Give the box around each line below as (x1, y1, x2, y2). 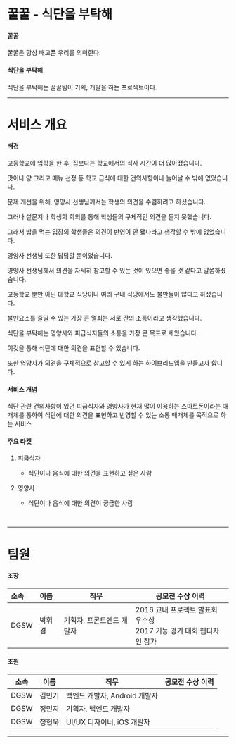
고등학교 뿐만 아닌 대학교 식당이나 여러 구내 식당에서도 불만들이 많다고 (7, 290, 199, 298)
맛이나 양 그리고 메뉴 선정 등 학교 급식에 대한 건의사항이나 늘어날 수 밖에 (7, 173, 204, 182)
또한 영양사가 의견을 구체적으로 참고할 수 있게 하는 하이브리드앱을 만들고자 (7, 359, 210, 367)
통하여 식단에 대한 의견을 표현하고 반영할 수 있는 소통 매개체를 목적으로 (25, 411, 219, 419)
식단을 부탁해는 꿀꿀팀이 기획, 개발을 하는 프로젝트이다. (7, 82, 157, 92)
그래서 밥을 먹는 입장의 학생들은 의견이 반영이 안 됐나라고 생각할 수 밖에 (7, 227, 202, 236)
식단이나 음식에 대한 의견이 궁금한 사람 (27, 499, 133, 507)
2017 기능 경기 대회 (135, 626, 199, 635)
